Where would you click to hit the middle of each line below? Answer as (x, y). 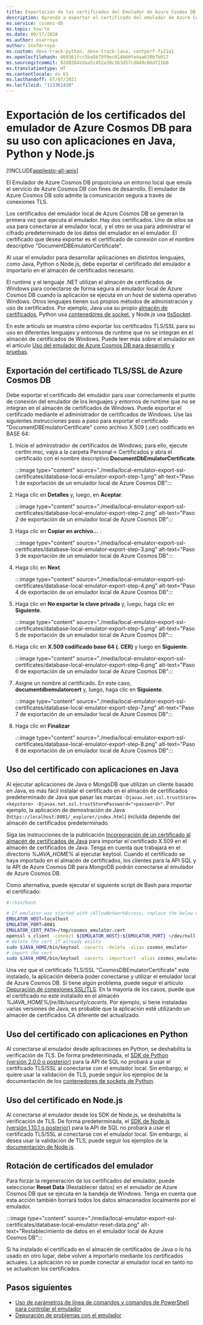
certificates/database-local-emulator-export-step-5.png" (86, 628)
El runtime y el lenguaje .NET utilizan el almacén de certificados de (89, 282)
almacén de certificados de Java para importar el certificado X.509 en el (97, 841)
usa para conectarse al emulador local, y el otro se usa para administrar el (98, 226)
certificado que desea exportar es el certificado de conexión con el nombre (100, 239)
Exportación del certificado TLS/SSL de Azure (95, 371)
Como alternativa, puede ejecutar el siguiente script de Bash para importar (99, 885)
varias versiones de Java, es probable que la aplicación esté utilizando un (98, 1009)
